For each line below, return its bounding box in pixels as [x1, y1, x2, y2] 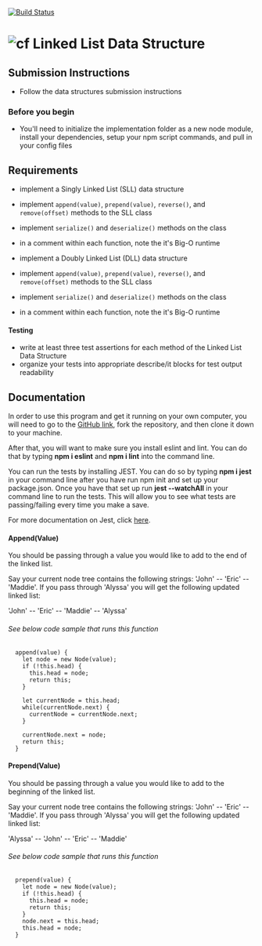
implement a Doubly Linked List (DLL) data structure [19, 253, 188, 263]
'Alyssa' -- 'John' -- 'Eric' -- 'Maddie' [8, 834, 127, 843]
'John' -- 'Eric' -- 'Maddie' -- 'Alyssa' [8, 606, 127, 616]
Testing [8, 326, 34, 335]
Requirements [8, 163, 78, 176]
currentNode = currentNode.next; [28, 710, 138, 718]
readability [19, 368, 54, 377]
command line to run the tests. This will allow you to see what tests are [8, 492, 236, 501]
